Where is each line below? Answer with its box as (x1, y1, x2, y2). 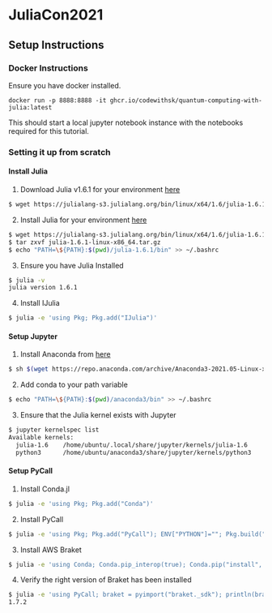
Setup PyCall (8, 466, 53, 476)
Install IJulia (19, 298, 61, 308)
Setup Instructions (8, 38, 104, 52)
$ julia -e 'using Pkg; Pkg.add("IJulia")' (8, 314, 158, 322)
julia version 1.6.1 (8, 284, 79, 292)
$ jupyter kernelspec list (8, 426, 100, 435)
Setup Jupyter (8, 331, 58, 341)
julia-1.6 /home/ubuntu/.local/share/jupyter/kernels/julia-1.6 (15, 440, 249, 449)
